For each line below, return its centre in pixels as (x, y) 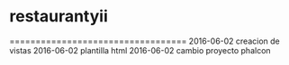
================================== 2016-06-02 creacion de (145, 41)
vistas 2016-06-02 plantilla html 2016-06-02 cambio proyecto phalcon (140, 50)
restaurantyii (59, 16)
